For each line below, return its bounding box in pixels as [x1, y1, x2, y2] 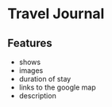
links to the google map [18, 82, 96, 92]
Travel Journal [7, 5, 105, 23]
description [18, 91, 56, 100]
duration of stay [18, 75, 71, 83]
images [18, 66, 44, 75]
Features [7, 36, 52, 50]
